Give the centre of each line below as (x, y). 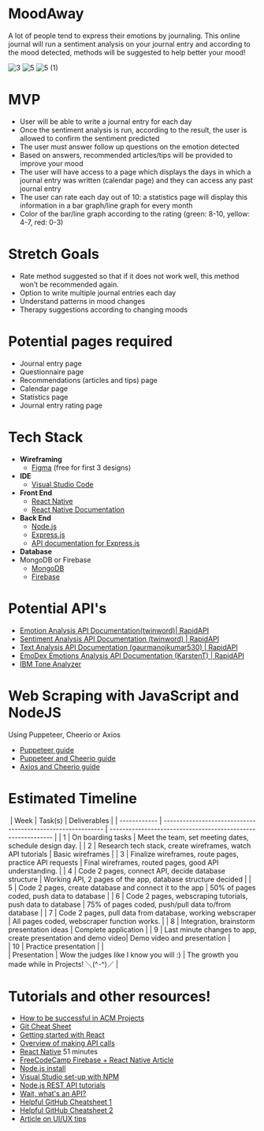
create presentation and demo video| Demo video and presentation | (119, 937)
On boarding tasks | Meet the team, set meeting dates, (160, 837)
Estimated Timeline (73, 798)
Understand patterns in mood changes (82, 301)
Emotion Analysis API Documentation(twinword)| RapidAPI (114, 630)
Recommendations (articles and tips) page (88, 380)
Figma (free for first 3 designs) (81, 468)
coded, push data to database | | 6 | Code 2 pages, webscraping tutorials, (128, 896)
